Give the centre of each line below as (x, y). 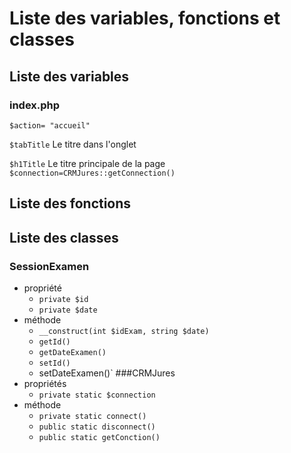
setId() (54, 363)
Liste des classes (64, 237)
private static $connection (97, 395)
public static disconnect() (97, 427)
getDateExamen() (72, 352)
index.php (35, 105)
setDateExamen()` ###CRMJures (107, 373)
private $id (63, 299)
